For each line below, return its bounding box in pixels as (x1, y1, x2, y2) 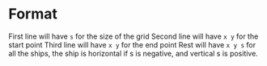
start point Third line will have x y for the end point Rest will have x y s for (8, 39, 256, 49)
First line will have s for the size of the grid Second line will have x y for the (8, 31, 259, 41)
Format (8, 5, 58, 23)
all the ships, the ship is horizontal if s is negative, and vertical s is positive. (8, 48, 259, 58)
